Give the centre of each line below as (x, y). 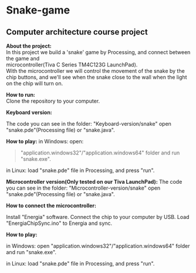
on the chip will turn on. (35, 83)
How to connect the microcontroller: (51, 205)
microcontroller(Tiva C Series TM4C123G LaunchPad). (72, 65)
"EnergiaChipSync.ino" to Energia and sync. (59, 223)
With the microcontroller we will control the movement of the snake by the (95, 71)
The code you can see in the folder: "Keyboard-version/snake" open (89, 124)
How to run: (21, 95)
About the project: (29, 46)
